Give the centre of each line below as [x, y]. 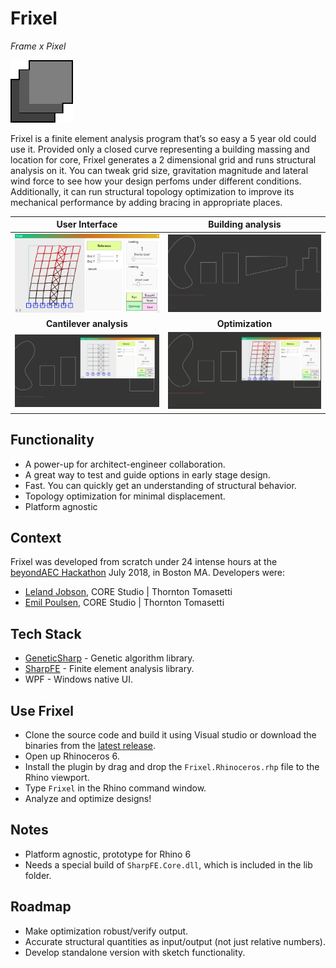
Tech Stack [46, 633]
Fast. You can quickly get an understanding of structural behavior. [160, 485]
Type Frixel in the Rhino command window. [115, 788]
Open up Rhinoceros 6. [72, 756]
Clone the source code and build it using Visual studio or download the [170, 734]
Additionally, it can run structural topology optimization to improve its [152, 191]
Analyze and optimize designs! [88, 798]
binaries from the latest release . [90, 745]
